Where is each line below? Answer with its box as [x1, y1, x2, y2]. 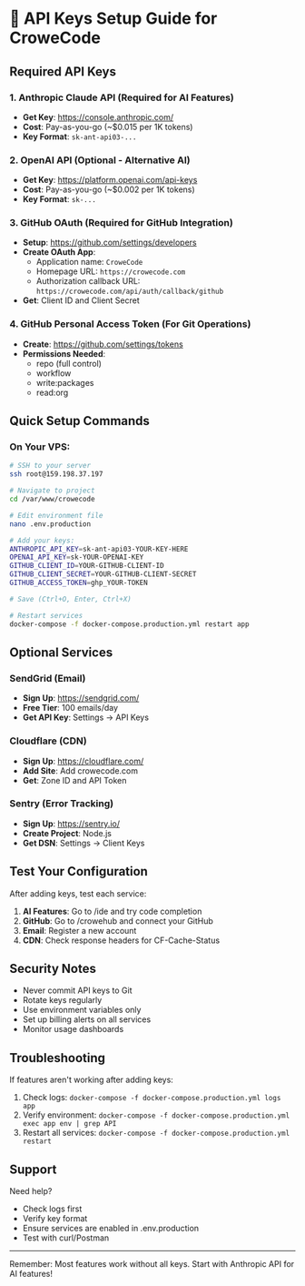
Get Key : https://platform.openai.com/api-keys [22, 175, 198, 186]
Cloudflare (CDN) [9, 734, 88, 747]
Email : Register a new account [22, 925, 137, 936]
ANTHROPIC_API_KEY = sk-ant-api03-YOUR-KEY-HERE [9, 544, 189, 553]
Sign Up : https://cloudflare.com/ [22, 755, 144, 766]
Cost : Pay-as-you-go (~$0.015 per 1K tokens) [22, 121, 193, 132]
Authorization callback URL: [35, 276, 141, 287]
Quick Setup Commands [9, 413, 150, 429]
